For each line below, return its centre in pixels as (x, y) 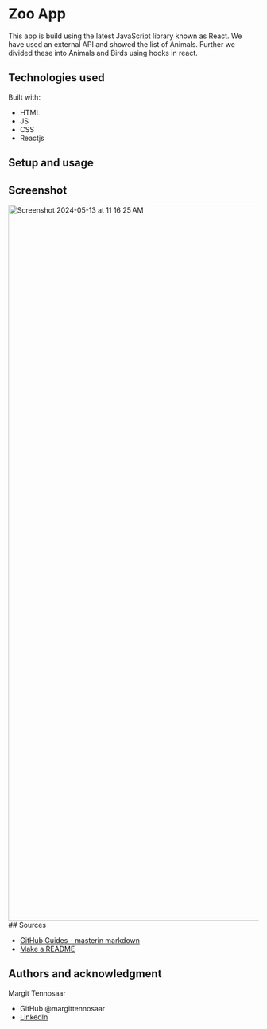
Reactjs (32, 138)
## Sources (27, 925)
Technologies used (56, 78)
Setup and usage (51, 163)
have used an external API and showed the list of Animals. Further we (122, 44)
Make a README (47, 949)
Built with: (25, 97)
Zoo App (37, 14)
